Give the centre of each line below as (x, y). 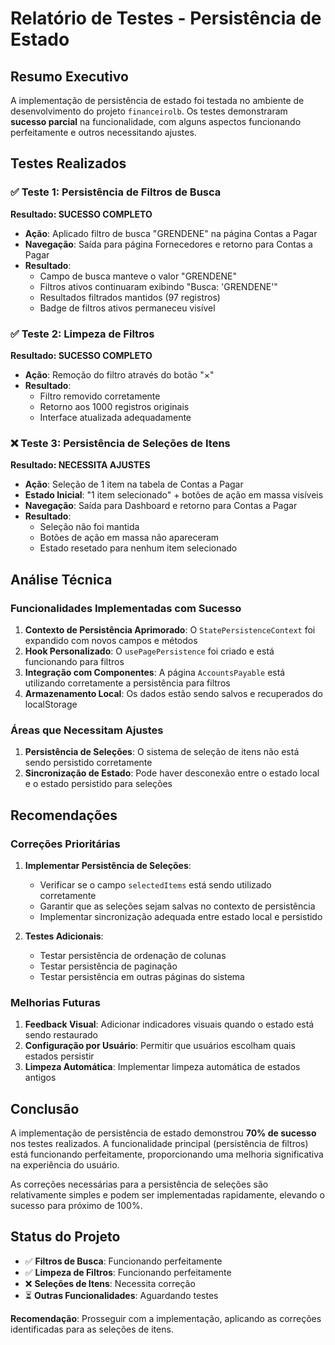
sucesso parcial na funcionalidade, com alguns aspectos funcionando (156, 121)
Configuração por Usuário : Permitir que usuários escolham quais (160, 1046)
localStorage (51, 704)
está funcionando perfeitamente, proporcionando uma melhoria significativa (167, 1154)
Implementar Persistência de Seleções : (108, 865)
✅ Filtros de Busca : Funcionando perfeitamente (123, 1261)
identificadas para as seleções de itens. (92, 1329)
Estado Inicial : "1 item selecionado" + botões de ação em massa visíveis (174, 495)
